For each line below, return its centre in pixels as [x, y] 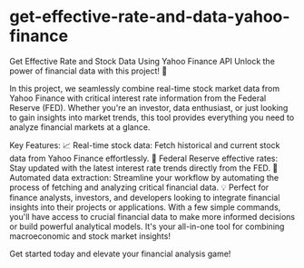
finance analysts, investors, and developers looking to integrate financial [145, 197]
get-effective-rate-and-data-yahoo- [150, 17]
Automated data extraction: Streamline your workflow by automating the [144, 177]
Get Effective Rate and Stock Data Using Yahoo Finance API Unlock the [142, 61]
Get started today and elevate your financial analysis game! [120, 253]
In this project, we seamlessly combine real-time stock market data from [144, 88]
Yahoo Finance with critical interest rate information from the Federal [138, 98]
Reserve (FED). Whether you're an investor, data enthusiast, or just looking [149, 107]
